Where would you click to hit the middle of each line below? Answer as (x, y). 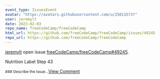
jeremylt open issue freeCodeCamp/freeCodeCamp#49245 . (67, 52)
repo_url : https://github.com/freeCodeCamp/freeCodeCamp (66, 38)
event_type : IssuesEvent (31, 10)
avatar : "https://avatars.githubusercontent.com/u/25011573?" (71, 14)
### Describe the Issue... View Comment (42, 71)
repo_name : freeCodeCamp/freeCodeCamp (45, 28)
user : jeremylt (21, 19)
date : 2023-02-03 (23, 24)
